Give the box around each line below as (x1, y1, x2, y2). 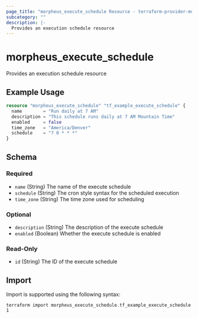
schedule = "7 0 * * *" (11, 130, 78, 136)
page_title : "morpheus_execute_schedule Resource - (6, 8, 136, 15)
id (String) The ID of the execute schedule (14, 258, 118, 265)
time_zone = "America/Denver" (11, 124, 91, 130)
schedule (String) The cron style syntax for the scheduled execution (14, 189, 180, 196)
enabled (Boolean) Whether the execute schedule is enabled (14, 230, 161, 237)
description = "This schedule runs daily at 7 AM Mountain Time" (11, 113, 176, 120)
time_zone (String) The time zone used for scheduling (14, 195, 144, 202)
